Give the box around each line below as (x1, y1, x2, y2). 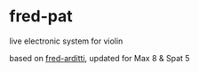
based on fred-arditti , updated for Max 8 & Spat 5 (9, 52, 190, 63)
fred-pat (9, 6, 73, 27)
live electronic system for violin (9, 36, 123, 46)
